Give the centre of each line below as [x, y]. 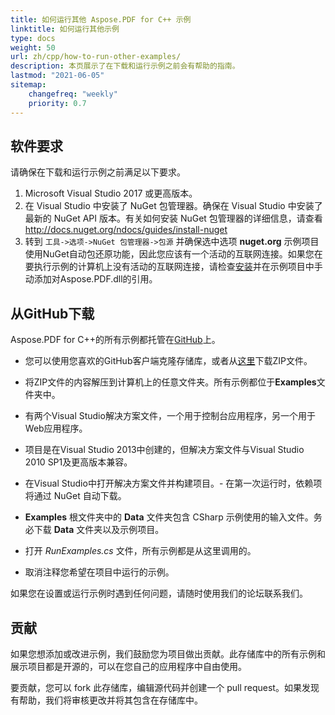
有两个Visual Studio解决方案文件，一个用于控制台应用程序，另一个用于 [170, 416]
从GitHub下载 [52, 313]
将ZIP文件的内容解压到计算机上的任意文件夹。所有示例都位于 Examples [170, 382]
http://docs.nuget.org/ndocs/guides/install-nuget [126, 230]
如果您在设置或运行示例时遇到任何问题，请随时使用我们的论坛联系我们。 [159, 593]
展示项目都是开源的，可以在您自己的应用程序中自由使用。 [128, 666]
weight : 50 [33, 47]
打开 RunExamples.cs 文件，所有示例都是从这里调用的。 [140, 551]
